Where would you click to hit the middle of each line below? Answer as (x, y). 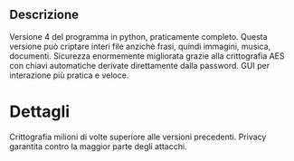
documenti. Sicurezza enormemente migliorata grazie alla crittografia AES (147, 56)
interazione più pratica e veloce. (69, 75)
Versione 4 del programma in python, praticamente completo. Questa (139, 36)
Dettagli (40, 111)
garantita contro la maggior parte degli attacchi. (98, 146)
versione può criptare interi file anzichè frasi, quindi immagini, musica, (140, 46)
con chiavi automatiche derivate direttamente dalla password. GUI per (139, 65)
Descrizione (44, 15)
